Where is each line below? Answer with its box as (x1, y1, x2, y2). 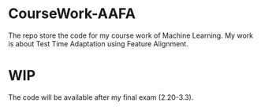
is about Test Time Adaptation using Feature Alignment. (8, 38, 189, 48)
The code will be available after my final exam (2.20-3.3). (8, 92, 194, 102)
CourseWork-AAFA (8, 5, 136, 23)
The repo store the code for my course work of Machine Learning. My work (8, 31, 254, 40)
